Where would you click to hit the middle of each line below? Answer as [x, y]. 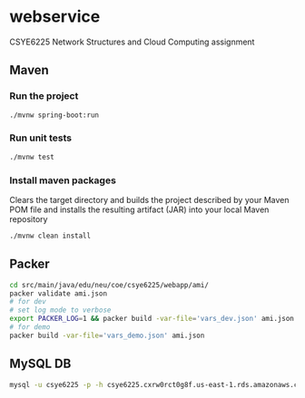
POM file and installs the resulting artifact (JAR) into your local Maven [139, 209]
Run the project [44, 96]
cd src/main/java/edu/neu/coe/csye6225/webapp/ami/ [109, 285]
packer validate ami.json [58, 293]
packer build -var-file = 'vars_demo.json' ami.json [107, 335]
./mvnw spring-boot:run [54, 115]
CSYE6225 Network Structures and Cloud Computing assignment [132, 42]
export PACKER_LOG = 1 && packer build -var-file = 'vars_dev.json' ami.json [152, 319]
